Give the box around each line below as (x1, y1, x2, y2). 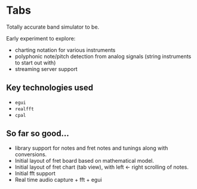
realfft (14, 106, 34, 112)
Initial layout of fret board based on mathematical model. (14, 157, 154, 164)
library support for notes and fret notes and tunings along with (14, 144, 168, 151)
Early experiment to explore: (6, 35, 76, 42)
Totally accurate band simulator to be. (6, 23, 100, 30)
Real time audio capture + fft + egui (14, 176, 103, 183)
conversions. (14, 150, 47, 158)
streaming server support (14, 65, 78, 72)
